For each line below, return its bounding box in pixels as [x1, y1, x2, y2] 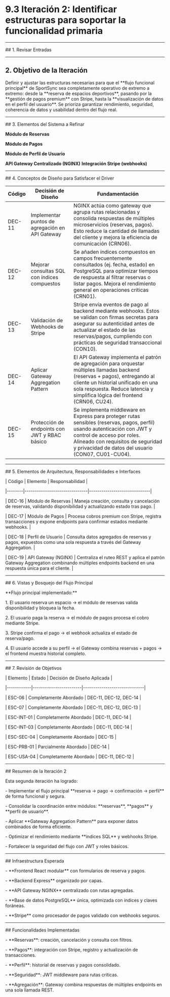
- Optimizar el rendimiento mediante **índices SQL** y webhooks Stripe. [5, 833, 158, 839]
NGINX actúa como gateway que [73, 202, 151, 209]
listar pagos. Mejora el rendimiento [73, 280, 156, 287]
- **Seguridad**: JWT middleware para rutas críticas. [5, 972, 118, 978]
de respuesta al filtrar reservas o [73, 273, 151, 281]
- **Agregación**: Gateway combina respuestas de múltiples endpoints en [5, 981, 162, 987]
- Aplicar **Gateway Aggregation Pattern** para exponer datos [5, 818, 138, 824]
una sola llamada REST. [5, 987, 54, 993]
